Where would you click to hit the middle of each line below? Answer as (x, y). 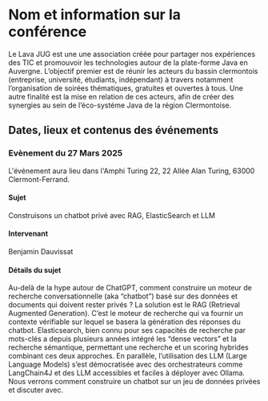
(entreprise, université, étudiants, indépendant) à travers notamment (121, 79)
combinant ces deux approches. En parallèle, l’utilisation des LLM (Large (128, 356)
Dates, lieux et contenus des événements (113, 130)
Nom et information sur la (95, 15)
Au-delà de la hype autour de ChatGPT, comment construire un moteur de (130, 288)
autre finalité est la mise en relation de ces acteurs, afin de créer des (121, 96)
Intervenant (28, 233)
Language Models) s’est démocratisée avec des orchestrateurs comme (126, 365)
